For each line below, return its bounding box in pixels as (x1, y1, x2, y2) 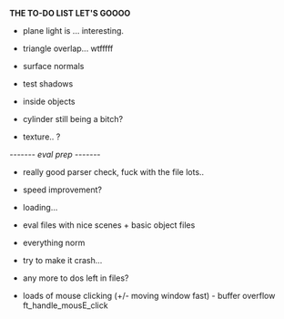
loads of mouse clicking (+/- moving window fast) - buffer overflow (22, 291, 276, 301)
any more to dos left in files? (22, 273, 129, 283)
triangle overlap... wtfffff (22, 43, 114, 54)
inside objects (22, 96, 76, 107)
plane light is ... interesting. (22, 26, 125, 36)
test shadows (22, 78, 74, 89)
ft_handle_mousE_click (22, 300, 108, 311)
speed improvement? (22, 184, 103, 195)
